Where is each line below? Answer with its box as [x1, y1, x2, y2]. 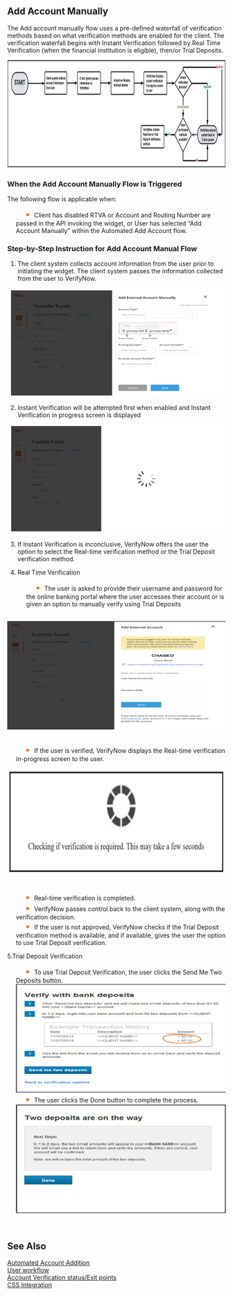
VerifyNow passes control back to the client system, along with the [34, 905, 225, 913]
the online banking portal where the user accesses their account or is [26, 592, 225, 601]
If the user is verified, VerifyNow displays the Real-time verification [34, 747, 225, 755]
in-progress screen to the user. [16, 755, 105, 763]
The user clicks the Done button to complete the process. [34, 1096, 199, 1105]
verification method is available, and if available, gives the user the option [16, 931, 226, 939]
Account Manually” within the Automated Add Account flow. [16, 227, 187, 235]
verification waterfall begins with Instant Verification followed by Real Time [7, 38, 221, 47]
